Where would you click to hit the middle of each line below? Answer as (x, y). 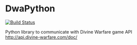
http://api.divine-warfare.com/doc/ (41, 37)
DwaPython (30, 9)
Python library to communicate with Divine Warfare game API (69, 32)
